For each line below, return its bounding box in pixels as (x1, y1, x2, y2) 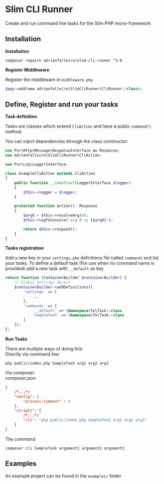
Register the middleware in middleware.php (5, 77, 93, 83)
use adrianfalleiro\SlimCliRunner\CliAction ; (5, 153, 102, 158)
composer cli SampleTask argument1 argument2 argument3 (5, 446, 124, 451)
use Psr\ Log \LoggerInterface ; (5, 162, 69, 167)
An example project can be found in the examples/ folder (5, 472, 122, 479)
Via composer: (5, 369, 36, 376)
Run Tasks (5, 336, 28, 342)
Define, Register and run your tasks (5, 100, 118, 109)
